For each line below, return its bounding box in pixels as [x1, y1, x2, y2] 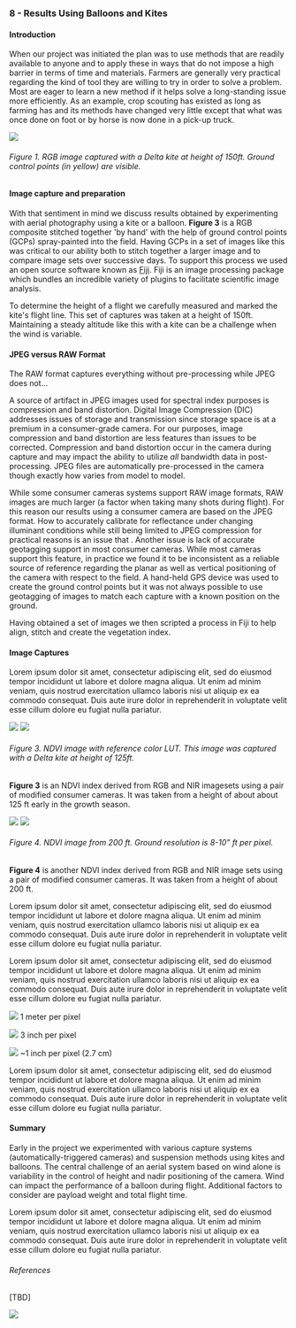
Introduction [9, 29, 56, 40]
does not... [9, 378, 49, 389]
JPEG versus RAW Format [9, 349, 106, 359]
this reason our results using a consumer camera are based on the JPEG [9, 506, 273, 517]
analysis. [9, 282, 42, 294]
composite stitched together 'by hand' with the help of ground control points [9, 227, 287, 237]
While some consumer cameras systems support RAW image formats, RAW [9, 488, 285, 498]
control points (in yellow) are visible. [9, 160, 141, 171]
